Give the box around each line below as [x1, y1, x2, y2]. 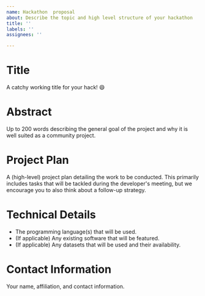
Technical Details [6, 208, 96, 222]
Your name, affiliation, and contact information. [6, 283, 125, 290]
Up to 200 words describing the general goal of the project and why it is [6, 125, 188, 132]
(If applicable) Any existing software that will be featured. [15, 234, 160, 242]
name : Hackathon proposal [6, 9, 75, 15]
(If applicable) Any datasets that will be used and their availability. [15, 241, 181, 248]
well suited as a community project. [6, 132, 96, 139]
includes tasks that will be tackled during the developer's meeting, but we [6, 180, 193, 187]
